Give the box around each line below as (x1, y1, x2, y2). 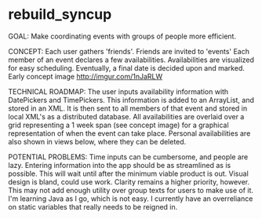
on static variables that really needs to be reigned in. (8, 202, 178, 211)
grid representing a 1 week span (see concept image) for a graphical (8, 120, 229, 130)
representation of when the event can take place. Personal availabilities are (8, 128, 251, 138)
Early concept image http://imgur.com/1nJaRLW (8, 71, 163, 81)
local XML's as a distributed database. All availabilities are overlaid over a (8, 111, 245, 121)
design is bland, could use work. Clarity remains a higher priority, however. (8, 177, 250, 186)
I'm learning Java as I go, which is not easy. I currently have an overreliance (8, 194, 253, 203)
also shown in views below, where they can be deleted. (8, 137, 187, 146)
